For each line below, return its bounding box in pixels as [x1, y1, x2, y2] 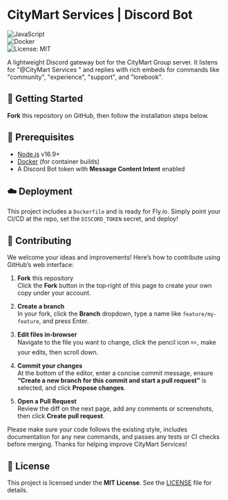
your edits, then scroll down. [17, 348, 99, 356]
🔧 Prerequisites [7, 132, 75, 144]
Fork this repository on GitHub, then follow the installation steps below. [7, 111, 209, 119]
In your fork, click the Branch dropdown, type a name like [17, 309, 182, 318]
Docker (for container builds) [17, 157, 100, 166]
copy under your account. [17, 288, 91, 298]
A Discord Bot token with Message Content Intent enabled [17, 164, 185, 173]
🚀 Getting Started [7, 93, 84, 105]
